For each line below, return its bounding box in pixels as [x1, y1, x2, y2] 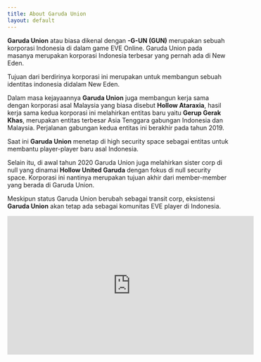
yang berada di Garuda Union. [7, 180, 95, 189]
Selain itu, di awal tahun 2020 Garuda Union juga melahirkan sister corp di [7, 158, 223, 166]
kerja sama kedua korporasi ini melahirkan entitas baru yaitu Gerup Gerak [7, 108, 222, 117]
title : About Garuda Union [7, 10, 87, 18]
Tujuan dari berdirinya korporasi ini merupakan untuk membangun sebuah [7, 72, 222, 81]
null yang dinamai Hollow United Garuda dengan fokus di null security [7, 166, 211, 174]
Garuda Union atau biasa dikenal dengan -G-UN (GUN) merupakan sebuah [7, 36, 225, 44]
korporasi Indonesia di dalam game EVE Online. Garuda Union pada [7, 44, 203, 52]
